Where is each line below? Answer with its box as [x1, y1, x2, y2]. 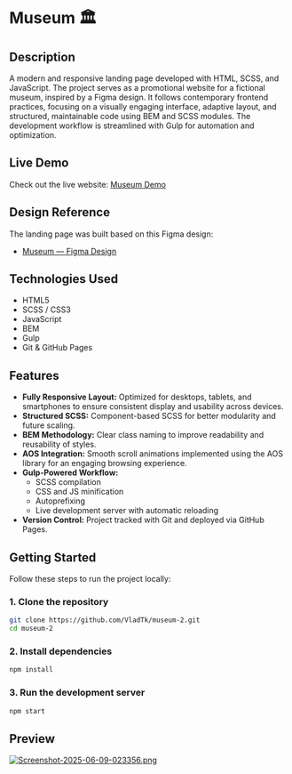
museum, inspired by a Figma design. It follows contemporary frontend [9, 92, 269, 102]
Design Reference [9, 205, 111, 220]
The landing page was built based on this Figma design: [9, 229, 214, 239]
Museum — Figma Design [21, 246, 117, 256]
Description [9, 49, 75, 64]
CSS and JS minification [35, 487, 124, 497]
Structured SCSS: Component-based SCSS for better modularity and [21, 411, 277, 422]
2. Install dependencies [9, 645, 113, 657]
